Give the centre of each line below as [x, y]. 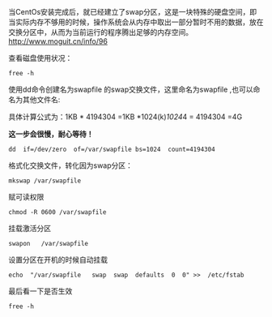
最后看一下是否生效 [40, 291]
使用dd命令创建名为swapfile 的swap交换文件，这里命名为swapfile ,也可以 [131, 89]
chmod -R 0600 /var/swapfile [57, 212]
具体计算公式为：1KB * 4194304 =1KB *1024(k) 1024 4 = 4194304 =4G [125, 117]
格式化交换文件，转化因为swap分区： [71, 165]
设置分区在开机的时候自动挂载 [58, 259]
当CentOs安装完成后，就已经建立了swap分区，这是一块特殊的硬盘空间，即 [133, 12]
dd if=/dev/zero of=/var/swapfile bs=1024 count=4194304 [112, 149]
